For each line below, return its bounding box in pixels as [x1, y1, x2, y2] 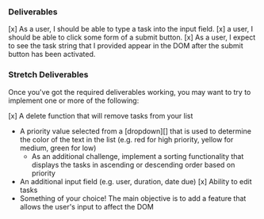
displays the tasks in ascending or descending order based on [31, 160, 235, 169]
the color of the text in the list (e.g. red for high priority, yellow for [19, 134, 234, 144]
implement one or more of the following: [8, 96, 140, 105]
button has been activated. [8, 50, 96, 59]
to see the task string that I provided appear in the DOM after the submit [8, 41, 243, 51]
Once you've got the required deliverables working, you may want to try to [8, 87, 251, 96]
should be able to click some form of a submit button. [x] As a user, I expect [8, 32, 256, 42]
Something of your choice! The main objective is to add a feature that [19, 193, 247, 203]
